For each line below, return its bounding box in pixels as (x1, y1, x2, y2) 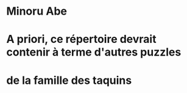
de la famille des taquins (6, 73, 132, 87)
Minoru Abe (6, 4, 67, 18)
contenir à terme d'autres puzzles (6, 45, 182, 59)
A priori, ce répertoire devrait (6, 32, 157, 46)
